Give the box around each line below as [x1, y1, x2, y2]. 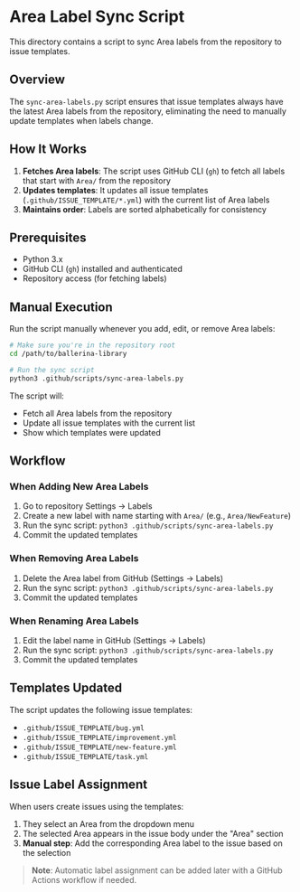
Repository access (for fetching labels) [22, 273, 167, 284]
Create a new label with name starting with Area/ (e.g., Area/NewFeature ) [22, 511, 292, 521]
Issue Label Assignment [9, 777, 147, 793]
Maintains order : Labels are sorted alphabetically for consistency [22, 203, 267, 214]
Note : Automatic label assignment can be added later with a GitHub [31, 865, 283, 876]
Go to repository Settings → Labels [22, 501, 153, 512]
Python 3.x [22, 254, 63, 265]
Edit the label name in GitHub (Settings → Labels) [22, 634, 206, 645]
